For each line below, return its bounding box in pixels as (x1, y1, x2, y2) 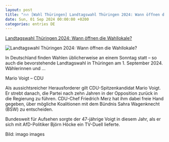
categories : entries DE (5, 21, 55, 27)
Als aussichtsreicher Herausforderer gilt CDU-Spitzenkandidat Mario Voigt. (5, 85, 161, 91)
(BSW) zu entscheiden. (5, 106, 53, 112)
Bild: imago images (5, 131, 45, 137)
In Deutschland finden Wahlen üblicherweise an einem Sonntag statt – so (5, 55, 157, 61)
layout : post (5, 7, 33, 13)
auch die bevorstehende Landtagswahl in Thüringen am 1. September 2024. (5, 60, 163, 66)
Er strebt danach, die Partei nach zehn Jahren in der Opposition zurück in (5, 90, 158, 96)
